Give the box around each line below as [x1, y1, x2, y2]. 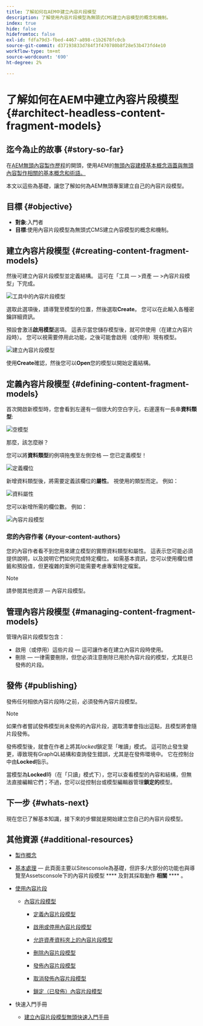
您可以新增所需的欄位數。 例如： [6, 503, 88, 510]
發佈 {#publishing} [6, 680, 78, 691]
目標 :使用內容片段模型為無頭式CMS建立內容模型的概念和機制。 [14, 226, 172, 234]
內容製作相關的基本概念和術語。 [6, 169, 86, 176]
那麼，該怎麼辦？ [6, 438, 49, 446]
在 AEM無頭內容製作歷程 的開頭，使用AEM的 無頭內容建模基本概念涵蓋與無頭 [6, 162, 194, 169]
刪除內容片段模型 [33, 949, 76, 956]
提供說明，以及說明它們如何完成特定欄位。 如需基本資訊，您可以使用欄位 [6, 555, 188, 562]
